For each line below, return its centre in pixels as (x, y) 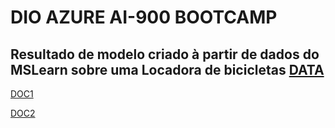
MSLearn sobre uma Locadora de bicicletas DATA (167, 69)
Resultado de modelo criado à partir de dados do (165, 54)
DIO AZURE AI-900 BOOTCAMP (144, 17)
